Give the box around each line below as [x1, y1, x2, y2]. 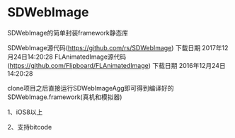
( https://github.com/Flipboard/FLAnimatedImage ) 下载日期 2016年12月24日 [7, 61, 227, 69]
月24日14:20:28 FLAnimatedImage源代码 [7, 52, 127, 61]
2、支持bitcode [7, 122, 52, 131]
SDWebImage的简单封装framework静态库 [7, 28, 129, 37]
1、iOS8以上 [7, 108, 43, 116]
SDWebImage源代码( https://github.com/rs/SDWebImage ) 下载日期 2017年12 [7, 43, 229, 52]
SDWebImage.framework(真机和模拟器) [7, 93, 122, 101]
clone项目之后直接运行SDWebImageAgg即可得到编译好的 [7, 84, 175, 92]
